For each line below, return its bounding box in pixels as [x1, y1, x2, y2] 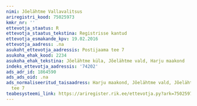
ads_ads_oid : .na [6, 74, 49, 80]
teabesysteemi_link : [6, 91, 57, 97]
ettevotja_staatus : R [6, 25, 59, 31]
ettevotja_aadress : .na [6, 42, 64, 48]
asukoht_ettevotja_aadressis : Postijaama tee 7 [6, 47, 125, 53]
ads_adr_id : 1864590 [6, 69, 57, 75]
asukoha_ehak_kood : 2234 [6, 52, 67, 58]
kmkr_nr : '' [6, 19, 35, 25]
